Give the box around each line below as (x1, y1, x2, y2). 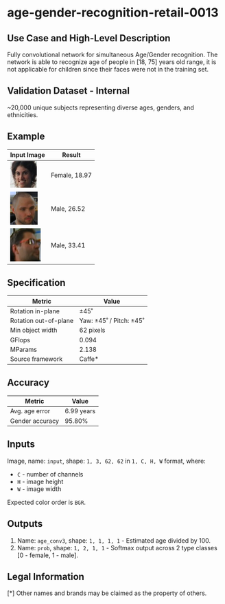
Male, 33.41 (51, 241, 86, 249)
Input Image (10, 151, 46, 159)
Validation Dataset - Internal (7, 85, 130, 97)
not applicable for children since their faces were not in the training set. (7, 65, 209, 73)
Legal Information (7, 571, 84, 583)
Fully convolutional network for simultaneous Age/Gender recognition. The (7, 50, 218, 59)
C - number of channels (16, 470, 84, 478)
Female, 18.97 (51, 171, 93, 180)
